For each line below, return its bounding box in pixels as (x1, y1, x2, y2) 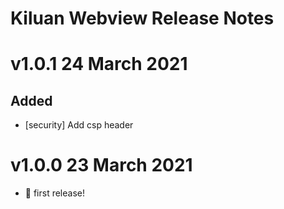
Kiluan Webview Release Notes (10, 7, 275, 30)
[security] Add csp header (24, 119, 134, 131)
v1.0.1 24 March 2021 (10, 53, 188, 76)
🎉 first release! (24, 187, 86, 199)
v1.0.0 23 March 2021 (10, 154, 193, 177)
